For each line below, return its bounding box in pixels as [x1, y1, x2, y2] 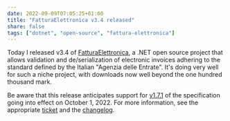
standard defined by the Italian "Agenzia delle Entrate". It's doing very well [7, 63, 219, 71]
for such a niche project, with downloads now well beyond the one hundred [7, 71, 222, 79]
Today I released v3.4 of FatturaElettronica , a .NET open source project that [7, 48, 223, 57]
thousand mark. [7, 77, 52, 86]
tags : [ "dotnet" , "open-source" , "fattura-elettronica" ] [7, 29, 175, 37]
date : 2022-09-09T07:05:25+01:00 [7, 10, 104, 17]
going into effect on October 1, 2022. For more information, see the [7, 98, 199, 107]
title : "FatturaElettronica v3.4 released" [7, 17, 135, 24]
